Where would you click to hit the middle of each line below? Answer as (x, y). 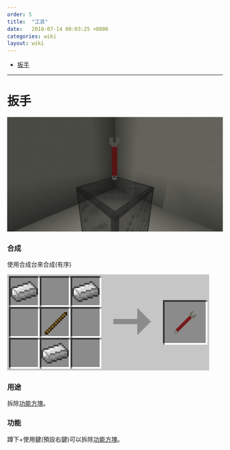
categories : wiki (32, 36)
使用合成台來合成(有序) (39, 265)
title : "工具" (28, 22)
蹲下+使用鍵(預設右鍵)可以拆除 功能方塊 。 (65, 439)
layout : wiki (26, 44)
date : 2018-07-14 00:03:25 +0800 (58, 29)
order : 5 (20, 14)
